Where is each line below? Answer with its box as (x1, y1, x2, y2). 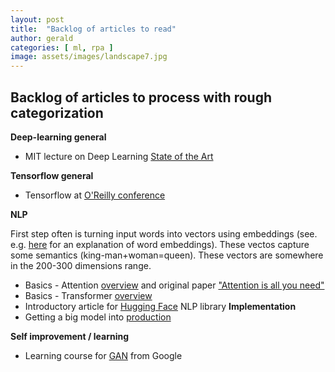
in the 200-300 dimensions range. (10, 259, 152, 271)
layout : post (10, 14, 65, 25)
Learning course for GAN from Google (24, 349, 183, 361)
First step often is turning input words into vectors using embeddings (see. (10, 227, 318, 240)
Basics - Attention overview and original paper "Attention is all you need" (24, 279, 325, 291)
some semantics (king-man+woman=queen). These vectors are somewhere (10, 249, 324, 261)
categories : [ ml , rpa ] (10, 42, 114, 53)
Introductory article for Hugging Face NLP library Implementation (24, 300, 297, 312)
